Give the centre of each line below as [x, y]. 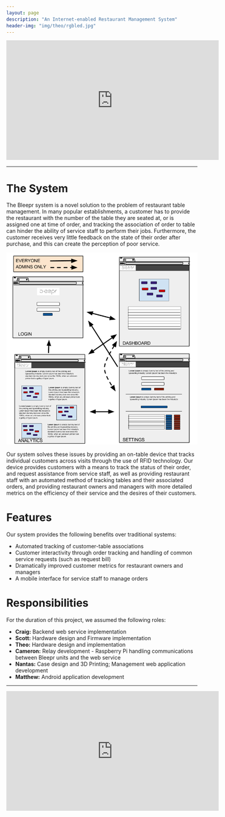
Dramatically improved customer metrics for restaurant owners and [99, 566]
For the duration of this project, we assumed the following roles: [86, 620]
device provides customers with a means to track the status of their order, [99, 467]
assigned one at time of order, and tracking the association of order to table [101, 224]
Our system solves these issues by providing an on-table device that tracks [100, 454]
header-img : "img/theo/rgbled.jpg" [51, 26]
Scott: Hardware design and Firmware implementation [83, 638]
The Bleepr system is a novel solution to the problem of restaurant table [96, 205]
